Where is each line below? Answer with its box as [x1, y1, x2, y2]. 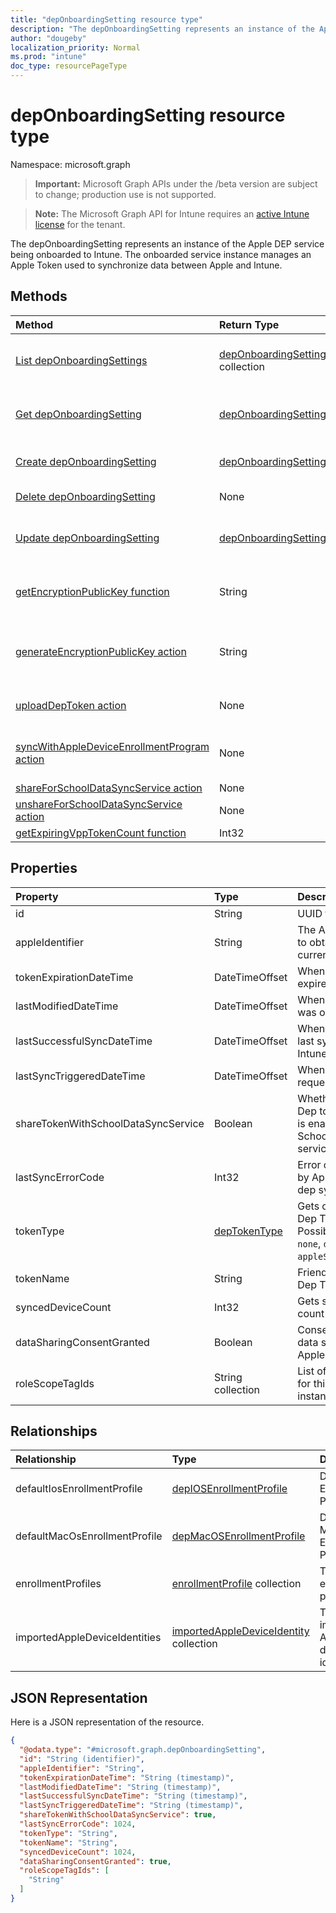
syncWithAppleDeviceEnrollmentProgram [15, 739, 210, 753]
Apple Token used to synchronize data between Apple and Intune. [10, 259, 283, 271]
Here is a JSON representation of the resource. [10, 1716, 205, 1728]
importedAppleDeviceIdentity [171, 1624, 310, 1638]
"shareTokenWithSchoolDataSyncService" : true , [19, 1810, 217, 1820]
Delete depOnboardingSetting [15, 489, 156, 503]
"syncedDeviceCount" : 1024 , [19, 1847, 137, 1857]
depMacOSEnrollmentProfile [171, 1529, 306, 1543]
